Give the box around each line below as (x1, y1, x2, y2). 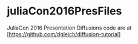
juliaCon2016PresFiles (7, 4, 122, 18)
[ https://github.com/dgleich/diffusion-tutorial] (7, 30, 121, 37)
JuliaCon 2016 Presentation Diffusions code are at (7, 24, 132, 31)
